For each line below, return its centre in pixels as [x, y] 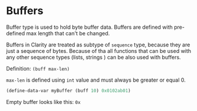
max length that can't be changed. [68, 33]
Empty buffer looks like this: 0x [43, 102]
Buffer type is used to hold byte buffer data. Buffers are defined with [90, 27]
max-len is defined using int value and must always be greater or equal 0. [96, 80]
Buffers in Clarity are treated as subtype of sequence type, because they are [98, 45]
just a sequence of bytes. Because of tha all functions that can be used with [98, 51]
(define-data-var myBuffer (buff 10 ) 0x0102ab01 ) [69, 90]
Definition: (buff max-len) [38, 68]
